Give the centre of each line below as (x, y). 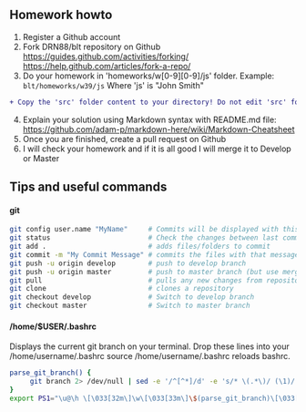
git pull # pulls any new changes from (136, 280)
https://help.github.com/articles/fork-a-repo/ (107, 66)
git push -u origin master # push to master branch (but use (144, 272)
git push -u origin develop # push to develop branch (128, 263)
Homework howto (61, 15)
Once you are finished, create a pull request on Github (124, 139)
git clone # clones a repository (122, 289)
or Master (41, 158)
